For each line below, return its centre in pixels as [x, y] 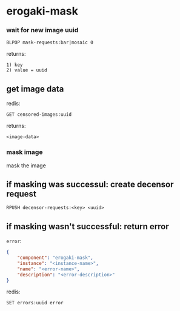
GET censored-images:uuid [39, 115]
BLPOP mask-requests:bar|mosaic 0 [50, 43]
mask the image [26, 166]
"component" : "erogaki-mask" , [55, 258]
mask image [25, 152]
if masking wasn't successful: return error [88, 226]
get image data [35, 89]
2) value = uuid [27, 70]
